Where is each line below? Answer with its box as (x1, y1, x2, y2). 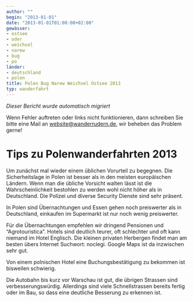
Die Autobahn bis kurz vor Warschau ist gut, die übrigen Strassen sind (6, 276, 178, 283)
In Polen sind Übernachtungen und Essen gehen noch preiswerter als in (6, 203, 182, 211)
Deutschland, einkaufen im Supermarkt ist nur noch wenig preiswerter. (6, 210, 179, 217)
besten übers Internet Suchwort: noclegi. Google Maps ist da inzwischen (6, 240, 184, 247)
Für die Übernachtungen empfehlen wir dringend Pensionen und (6, 221, 164, 229)
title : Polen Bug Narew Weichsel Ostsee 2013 (6, 81, 121, 87)
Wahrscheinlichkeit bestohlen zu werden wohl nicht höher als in (6, 185, 162, 193)
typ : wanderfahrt (6, 86, 49, 92)
